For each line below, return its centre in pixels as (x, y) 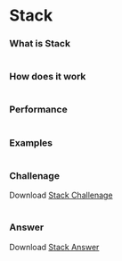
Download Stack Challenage (61, 195)
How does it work (48, 77)
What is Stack (40, 44)
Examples (31, 142)
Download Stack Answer (54, 247)
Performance (39, 110)
